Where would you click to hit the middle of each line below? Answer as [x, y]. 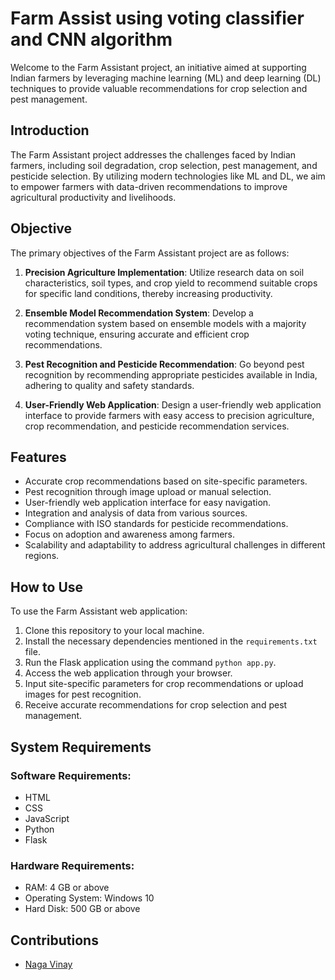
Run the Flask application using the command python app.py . [150, 663]
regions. [42, 556]
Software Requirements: [71, 775]
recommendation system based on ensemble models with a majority [165, 323]
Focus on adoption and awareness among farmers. [130, 534]
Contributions [54, 940]
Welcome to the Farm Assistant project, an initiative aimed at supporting [158, 67]
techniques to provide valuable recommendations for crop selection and [159, 88]
